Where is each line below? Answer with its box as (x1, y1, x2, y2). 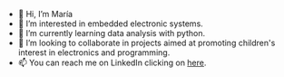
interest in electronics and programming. (17, 47, 171, 58)
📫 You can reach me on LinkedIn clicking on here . (17, 57, 207, 68)
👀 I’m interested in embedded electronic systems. (17, 18, 204, 29)
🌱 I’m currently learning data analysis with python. (17, 28, 206, 38)
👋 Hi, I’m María (17, 9, 73, 19)
